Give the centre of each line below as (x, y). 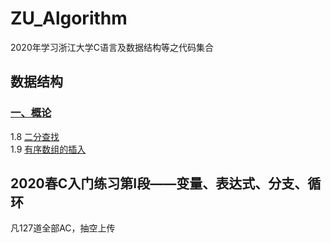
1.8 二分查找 (35, 136)
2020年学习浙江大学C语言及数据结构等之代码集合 (112, 47)
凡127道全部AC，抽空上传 (63, 228)
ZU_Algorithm (69, 18)
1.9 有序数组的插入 (48, 149)
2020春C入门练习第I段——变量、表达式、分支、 (159, 183)
